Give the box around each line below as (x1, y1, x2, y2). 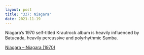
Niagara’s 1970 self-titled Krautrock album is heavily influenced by (5, 30, 140, 36)
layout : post (5, 7, 32, 12)
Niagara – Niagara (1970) (5, 45, 56, 51)
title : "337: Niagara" (5, 12, 52, 17)
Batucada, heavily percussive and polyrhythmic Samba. (5, 35, 118, 41)
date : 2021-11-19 (5, 16, 41, 21)
